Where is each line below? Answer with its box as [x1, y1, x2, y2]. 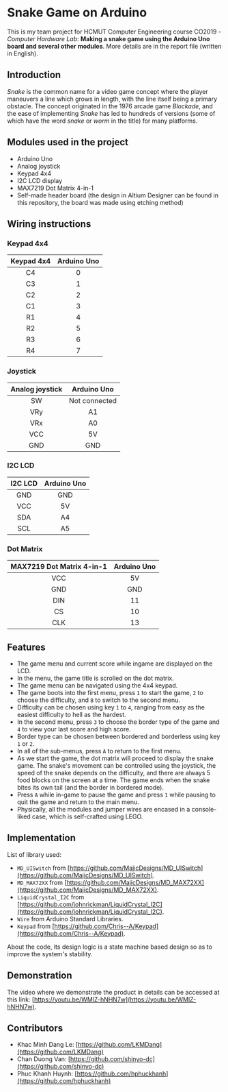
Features [7, 641, 46, 653]
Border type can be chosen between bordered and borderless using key [16, 732, 220, 740]
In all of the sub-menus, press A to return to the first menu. [16, 747, 182, 755]
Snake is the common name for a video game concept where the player [7, 87, 208, 95]
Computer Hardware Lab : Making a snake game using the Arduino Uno [7, 34, 210, 43]
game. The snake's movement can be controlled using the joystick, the [16, 761, 216, 769]
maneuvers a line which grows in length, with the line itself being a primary [7, 95, 218, 103]
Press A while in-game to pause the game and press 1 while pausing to [16, 790, 216, 799]
